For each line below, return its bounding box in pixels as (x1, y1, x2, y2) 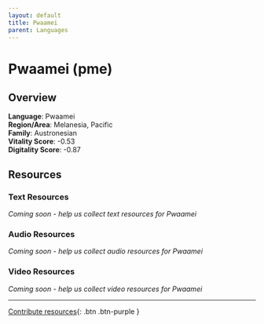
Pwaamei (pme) (8, 60, 112, 78)
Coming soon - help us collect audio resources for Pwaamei (8, 246, 203, 256)
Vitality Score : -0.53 (8, 137, 75, 146)
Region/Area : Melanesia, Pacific (8, 120, 113, 129)
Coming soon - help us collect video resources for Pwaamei (8, 284, 203, 293)
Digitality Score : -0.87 (8, 145, 81, 155)
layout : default (8, 11, 61, 20)
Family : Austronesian (8, 129, 77, 138)
